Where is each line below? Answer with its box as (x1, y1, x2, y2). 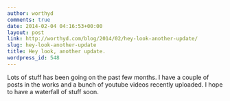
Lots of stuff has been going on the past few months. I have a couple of (7, 73, 209, 81)
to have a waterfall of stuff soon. (7, 87, 100, 96)
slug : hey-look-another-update (7, 42, 97, 48)
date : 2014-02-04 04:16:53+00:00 (7, 23, 103, 29)
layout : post (7, 29, 45, 36)
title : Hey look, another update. (7, 48, 106, 55)
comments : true (7, 16, 51, 23)
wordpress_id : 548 (7, 55, 60, 61)
